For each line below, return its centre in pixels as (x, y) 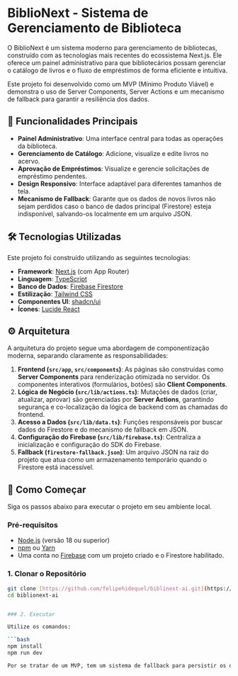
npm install (25, 646)
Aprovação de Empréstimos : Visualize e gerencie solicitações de (113, 169)
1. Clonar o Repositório (47, 574)
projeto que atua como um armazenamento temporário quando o (112, 460)
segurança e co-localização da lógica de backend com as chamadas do (123, 407)
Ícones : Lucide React (49, 309)
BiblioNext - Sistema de (78, 13)
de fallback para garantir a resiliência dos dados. (79, 99)
